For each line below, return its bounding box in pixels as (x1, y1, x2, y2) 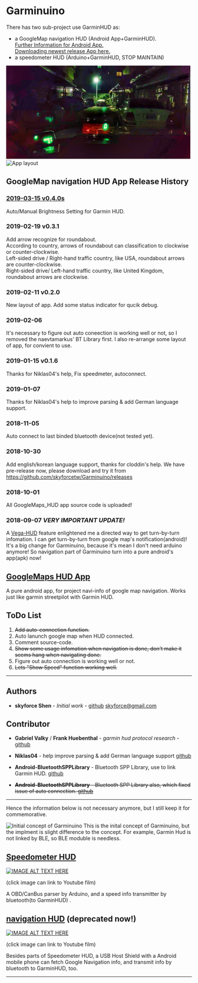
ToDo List (6, 611, 42, 621)
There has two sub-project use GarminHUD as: (6, 24, 120, 31)
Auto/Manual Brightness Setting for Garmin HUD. (6, 207, 125, 215)
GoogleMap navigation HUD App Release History (6, 177, 189, 187)
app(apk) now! (6, 555, 42, 562)
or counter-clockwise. (6, 248, 60, 255)
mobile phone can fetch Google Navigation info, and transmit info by (6, 959, 172, 966)
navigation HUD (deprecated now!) (6, 913, 137, 923)
